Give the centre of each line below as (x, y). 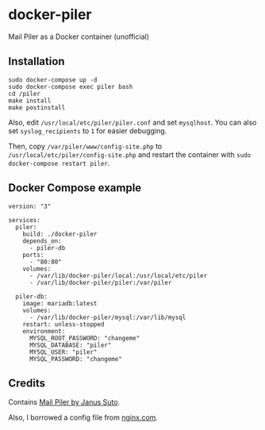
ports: (33, 255)
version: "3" (30, 206)
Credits (27, 383)
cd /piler (25, 94)
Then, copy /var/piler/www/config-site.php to (85, 146)
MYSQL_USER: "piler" (63, 352)
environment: (44, 331)
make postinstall (37, 107)
